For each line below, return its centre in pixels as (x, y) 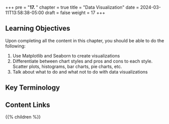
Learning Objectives (38, 28)
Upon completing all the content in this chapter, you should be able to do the (85, 40)
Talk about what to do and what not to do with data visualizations (80, 72)
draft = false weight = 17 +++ (75, 13)
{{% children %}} (23, 117)
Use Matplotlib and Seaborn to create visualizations (66, 55)
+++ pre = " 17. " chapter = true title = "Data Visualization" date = (72, 7)
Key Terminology (33, 88)
